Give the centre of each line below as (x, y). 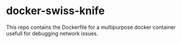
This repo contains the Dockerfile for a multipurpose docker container (91, 27)
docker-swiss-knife (55, 11)
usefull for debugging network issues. (52, 33)
